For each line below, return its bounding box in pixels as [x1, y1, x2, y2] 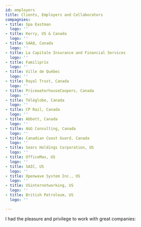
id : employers [5, 7, 36, 13]
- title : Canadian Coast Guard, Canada [5, 136, 90, 141]
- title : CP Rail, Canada [5, 107, 60, 112]
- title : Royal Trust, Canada [5, 79, 69, 84]
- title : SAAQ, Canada [5, 41, 53, 46]
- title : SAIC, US [5, 164, 44, 169]
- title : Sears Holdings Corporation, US [5, 145, 94, 150]
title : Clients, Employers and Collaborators [5, 12, 103, 17]
